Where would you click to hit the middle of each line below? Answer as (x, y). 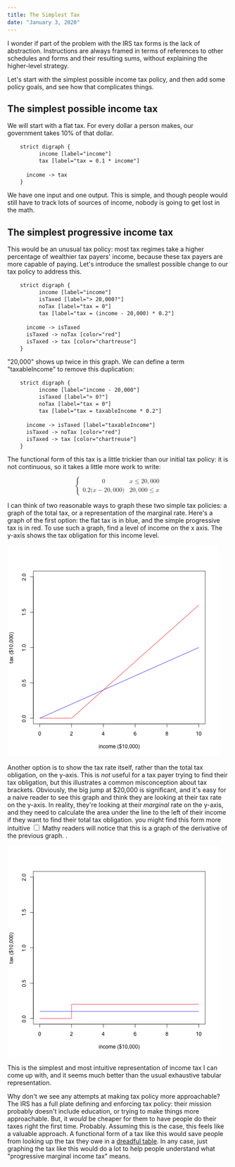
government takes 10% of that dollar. (61, 133)
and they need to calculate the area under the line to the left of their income (117, 812)
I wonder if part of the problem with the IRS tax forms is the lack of (104, 43)
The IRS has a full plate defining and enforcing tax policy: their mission (109, 1104)
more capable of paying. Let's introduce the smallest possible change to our (118, 264)
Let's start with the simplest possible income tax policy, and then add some (116, 79)
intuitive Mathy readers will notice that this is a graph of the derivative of (118, 828)
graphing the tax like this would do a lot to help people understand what (112, 1149)
